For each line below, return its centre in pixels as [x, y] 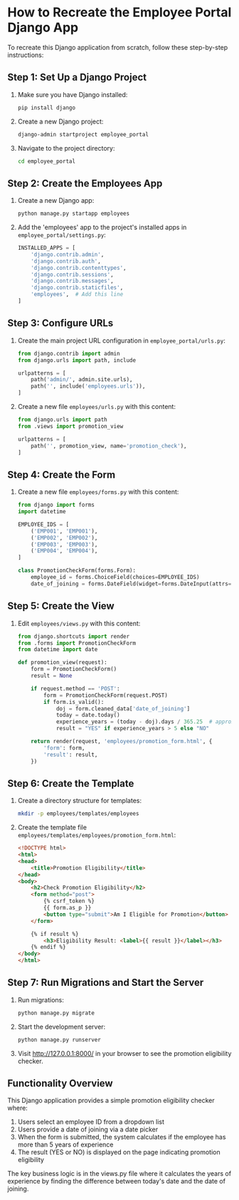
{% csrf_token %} [69, 901]
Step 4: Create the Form [62, 474]
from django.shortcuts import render [74, 636]
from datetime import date [58, 650]
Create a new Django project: [60, 121]
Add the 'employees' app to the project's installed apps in [102, 227]
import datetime [42, 512]
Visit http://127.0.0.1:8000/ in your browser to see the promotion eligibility [124, 1053]
